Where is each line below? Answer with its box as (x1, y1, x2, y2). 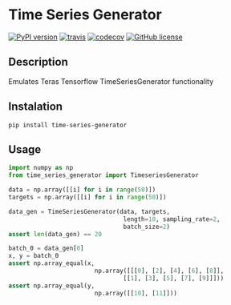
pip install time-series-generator (8, 121, 128, 129)
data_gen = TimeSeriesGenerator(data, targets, (8, 207, 171, 215)
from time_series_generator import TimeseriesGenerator (8, 171, 199, 179)
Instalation (8, 100, 63, 114)
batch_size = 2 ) (123, 223, 171, 231)
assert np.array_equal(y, (8, 282, 95, 290)
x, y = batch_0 (8, 252, 59, 260)
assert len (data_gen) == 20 (8, 230, 103, 238)
